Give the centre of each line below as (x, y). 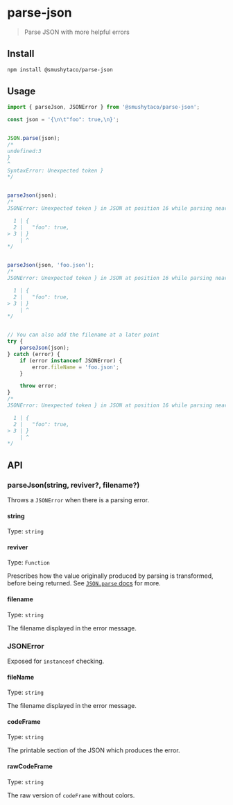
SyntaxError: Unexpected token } (55, 170)
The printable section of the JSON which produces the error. (94, 750)
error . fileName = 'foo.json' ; (76, 367)
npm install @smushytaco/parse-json (60, 70)
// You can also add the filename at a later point (83, 335)
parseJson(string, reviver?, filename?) (74, 485)
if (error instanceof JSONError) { (71, 361)
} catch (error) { (34, 354)
